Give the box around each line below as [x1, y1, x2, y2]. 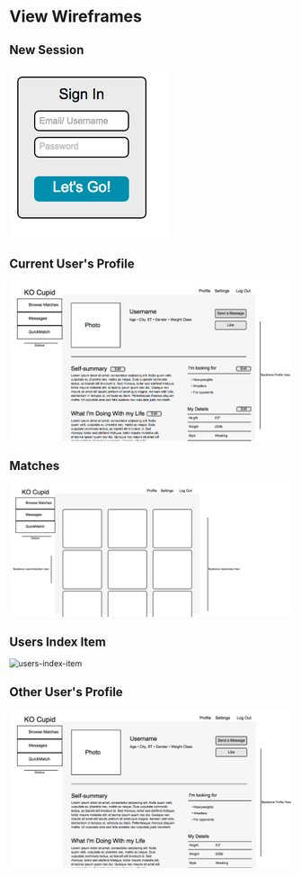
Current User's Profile [9, 257, 135, 272]
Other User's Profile [9, 684, 123, 700]
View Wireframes [9, 6, 142, 27]
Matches [9, 457, 60, 474]
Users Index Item [9, 635, 106, 649]
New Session [9, 42, 84, 58]
